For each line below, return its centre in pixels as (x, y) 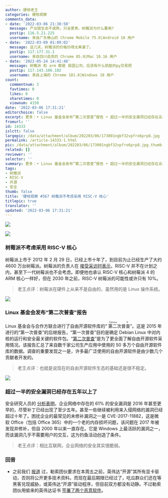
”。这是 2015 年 (146, 326)
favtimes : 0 (22, 89)
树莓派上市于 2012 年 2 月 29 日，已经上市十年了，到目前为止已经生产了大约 (83, 259)
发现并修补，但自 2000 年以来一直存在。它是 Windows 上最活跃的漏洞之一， (84, 429)
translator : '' (21, 206)
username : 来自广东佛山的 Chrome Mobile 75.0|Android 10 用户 (72, 38)
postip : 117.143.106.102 (35, 71)
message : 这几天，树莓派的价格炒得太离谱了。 (51, 47)
